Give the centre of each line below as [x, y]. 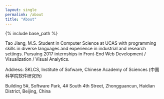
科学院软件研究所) [24, 76]
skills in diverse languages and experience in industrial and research [75, 49]
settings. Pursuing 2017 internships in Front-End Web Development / [75, 54]
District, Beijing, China [28, 91]
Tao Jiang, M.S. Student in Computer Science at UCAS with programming [81, 43]
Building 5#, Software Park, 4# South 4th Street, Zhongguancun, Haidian [80, 86]
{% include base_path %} [31, 34]
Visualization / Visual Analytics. [37, 59]
